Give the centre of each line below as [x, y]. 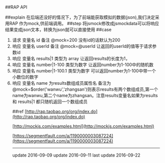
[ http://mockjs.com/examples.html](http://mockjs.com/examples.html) [83, 126]
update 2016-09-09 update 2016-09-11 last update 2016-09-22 [76, 155]
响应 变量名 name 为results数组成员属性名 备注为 [62, 83]
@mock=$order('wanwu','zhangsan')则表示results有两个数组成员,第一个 [85, 89]
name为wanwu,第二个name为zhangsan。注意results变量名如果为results [85, 95]
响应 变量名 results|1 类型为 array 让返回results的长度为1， [71, 58]
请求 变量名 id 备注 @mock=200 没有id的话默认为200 [66, 40]
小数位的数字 [25, 77]
